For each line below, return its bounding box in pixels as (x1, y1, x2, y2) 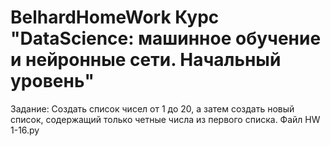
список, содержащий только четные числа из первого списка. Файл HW (10, 113, 321, 125)
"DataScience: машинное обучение (10, 27, 322, 50)
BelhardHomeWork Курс (10, 6, 220, 29)
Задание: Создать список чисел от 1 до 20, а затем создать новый (10, 102, 295, 115)
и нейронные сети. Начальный (10, 49, 282, 71)
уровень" (10, 70, 95, 93)
